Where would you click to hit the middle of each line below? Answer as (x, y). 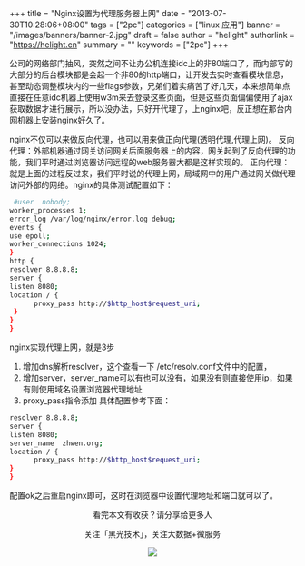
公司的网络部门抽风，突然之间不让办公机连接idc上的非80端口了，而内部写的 (151, 63)
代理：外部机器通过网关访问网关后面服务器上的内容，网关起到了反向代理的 (148, 151)
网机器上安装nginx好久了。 (60, 120)
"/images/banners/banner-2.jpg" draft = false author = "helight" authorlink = (152, 35)
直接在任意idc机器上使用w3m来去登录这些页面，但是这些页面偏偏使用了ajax (151, 97)
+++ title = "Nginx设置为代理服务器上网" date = (98, 13)
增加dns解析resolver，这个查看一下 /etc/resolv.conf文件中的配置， (147, 367)
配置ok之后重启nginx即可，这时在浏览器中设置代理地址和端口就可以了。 (144, 495)
